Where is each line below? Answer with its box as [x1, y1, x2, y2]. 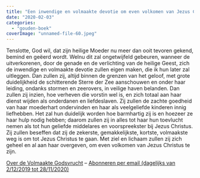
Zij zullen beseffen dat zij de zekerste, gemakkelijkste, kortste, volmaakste [6, 129, 188, 136]
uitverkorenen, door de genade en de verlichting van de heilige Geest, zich [6, 60, 190, 67]
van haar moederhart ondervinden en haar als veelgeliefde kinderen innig [6, 104, 186, 111]
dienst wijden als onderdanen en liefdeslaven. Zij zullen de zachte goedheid [6, 97, 192, 104]
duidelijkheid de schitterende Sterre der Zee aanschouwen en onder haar [6, 78, 186, 86]
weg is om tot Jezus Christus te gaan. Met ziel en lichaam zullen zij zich [6, 135, 183, 142]
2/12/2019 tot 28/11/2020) [6, 166, 70, 173]
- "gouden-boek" [11, 25, 52, 31]
